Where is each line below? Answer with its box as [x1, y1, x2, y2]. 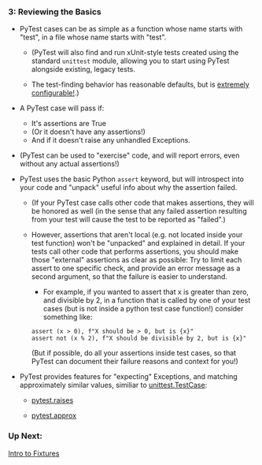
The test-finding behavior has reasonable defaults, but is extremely [31, 80, 250, 89]
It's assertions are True [31, 119, 106, 128]
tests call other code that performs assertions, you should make [31, 247, 238, 256]
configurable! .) [31, 88, 80, 98]
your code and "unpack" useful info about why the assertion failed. [19, 183, 238, 192]
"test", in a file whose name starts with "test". [19, 32, 167, 42]
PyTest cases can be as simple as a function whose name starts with [19, 24, 243, 34]
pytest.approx [31, 411, 77, 420]
